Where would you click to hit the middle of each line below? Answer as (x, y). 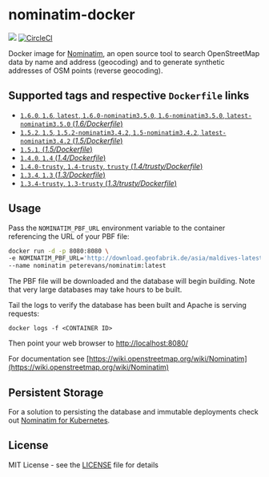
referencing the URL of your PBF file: (69, 236)
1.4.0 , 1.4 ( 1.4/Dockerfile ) (63, 157)
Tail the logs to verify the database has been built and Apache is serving (127, 305)
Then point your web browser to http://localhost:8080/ (98, 343)
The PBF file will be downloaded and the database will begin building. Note (132, 281)
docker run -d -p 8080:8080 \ (59, 251)
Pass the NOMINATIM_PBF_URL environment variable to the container (117, 228)
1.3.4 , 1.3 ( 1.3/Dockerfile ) (62, 175)
